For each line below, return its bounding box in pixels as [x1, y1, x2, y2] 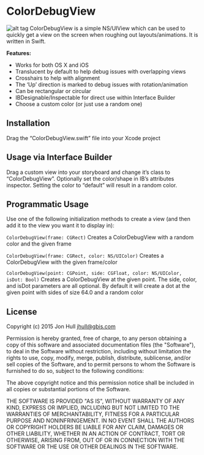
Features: [6, 49, 32, 56]
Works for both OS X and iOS [15, 61, 89, 69]
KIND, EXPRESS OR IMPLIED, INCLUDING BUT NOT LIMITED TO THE [6, 404, 180, 412]
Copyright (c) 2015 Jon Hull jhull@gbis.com [6, 323, 116, 330]
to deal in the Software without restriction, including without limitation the [6, 348, 191, 355]
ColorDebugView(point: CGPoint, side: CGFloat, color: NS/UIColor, [6, 271, 183, 277]
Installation [6, 118, 50, 129]
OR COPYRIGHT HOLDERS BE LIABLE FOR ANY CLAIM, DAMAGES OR [6, 424, 184, 431]
